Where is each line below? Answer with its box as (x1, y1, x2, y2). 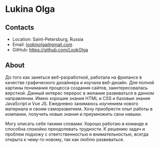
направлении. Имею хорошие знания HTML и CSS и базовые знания (5, 95, 151, 101)
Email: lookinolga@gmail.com (12, 42, 73, 48)
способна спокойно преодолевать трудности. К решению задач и (5, 126, 145, 132)
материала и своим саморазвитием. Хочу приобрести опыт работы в (5, 105, 153, 112)
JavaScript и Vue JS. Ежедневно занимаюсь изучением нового (5, 100, 139, 106)
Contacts (5, 23, 35, 32)
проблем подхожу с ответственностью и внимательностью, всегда (5, 131, 149, 137)
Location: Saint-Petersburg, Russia (12, 36, 84, 42)
